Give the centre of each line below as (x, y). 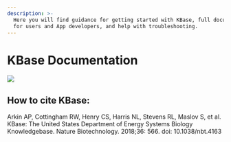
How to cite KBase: (48, 100)
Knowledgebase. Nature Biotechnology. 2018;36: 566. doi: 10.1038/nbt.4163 (114, 132)
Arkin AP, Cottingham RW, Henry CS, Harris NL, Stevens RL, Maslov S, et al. (114, 117)
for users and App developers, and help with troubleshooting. (106, 26)
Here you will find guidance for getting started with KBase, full (112, 20)
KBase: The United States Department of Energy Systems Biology (100, 124)
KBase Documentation (73, 60)
